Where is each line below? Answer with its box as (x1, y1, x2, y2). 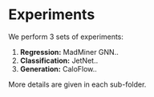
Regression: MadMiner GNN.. (19, 47, 119, 56)
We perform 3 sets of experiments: (8, 32, 124, 41)
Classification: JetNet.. (19, 56, 99, 65)
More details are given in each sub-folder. (8, 80, 147, 89)
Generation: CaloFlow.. (19, 64, 98, 73)
